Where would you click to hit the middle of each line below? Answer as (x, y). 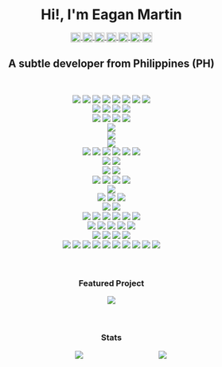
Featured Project (111, 283)
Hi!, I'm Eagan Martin (111, 15)
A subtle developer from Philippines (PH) (111, 63)
